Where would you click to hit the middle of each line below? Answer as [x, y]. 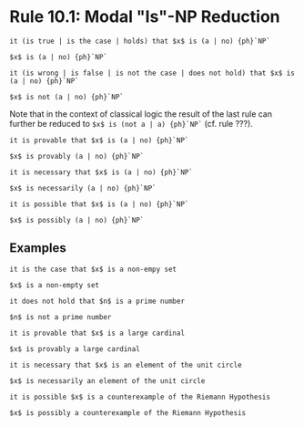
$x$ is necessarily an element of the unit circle [107, 380]
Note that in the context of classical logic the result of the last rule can [141, 114]
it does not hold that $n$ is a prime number [97, 301]
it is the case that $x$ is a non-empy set [93, 269]
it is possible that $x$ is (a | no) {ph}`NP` [99, 204]
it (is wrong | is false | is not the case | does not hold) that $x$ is [152, 73]
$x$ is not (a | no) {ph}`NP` [67, 97]
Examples [38, 248]
